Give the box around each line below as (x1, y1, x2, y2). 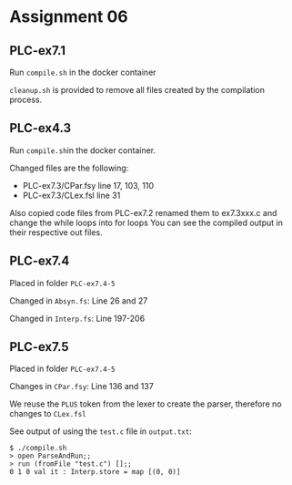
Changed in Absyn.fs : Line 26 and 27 (9, 294, 148, 306)
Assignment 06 (9, 6, 129, 27)
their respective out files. (9, 226, 103, 238)
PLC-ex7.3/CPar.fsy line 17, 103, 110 (22, 180, 155, 191)
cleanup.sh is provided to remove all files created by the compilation (9, 85, 266, 95)
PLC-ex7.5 (9, 339, 70, 355)
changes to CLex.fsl (9, 408, 86, 419)
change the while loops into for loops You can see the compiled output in (9, 217, 284, 228)
